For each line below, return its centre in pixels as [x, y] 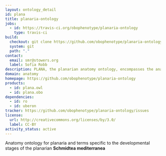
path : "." [20, 51]
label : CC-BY [23, 124]
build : [12, 38]
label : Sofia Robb [29, 65]
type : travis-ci [31, 33]
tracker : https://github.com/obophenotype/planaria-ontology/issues [77, 111]
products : [15, 83]
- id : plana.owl [26, 88]
